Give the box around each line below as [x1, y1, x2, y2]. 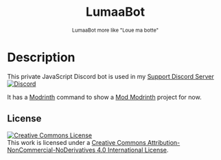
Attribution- [147, 138, 181, 146]
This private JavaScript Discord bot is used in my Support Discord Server [7, 72, 214, 80]
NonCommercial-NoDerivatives [7, 146, 96, 154]
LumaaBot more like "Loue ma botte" [71, 27, 159, 34]
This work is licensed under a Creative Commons [7, 138, 146, 146]
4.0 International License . [97, 146, 169, 154]
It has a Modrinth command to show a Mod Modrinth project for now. [7, 93, 202, 101]
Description [7, 49, 75, 65]
